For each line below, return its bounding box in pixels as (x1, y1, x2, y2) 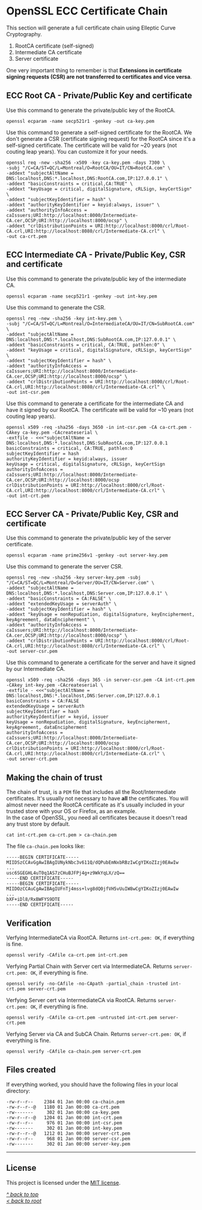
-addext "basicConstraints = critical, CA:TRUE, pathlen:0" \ (6, 341, 165, 348)
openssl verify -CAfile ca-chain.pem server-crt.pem (6, 1049, 141, 1055)
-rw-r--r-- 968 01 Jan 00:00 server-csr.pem (6, 1135, 130, 1142)
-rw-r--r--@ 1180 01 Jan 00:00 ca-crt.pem (6, 1104, 120, 1110)
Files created (6, 1065, 56, 1075)
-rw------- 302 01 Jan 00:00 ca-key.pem (6, 1109, 120, 1115)
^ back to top (6, 1191, 39, 1198)
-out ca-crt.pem (6, 233, 47, 239)
